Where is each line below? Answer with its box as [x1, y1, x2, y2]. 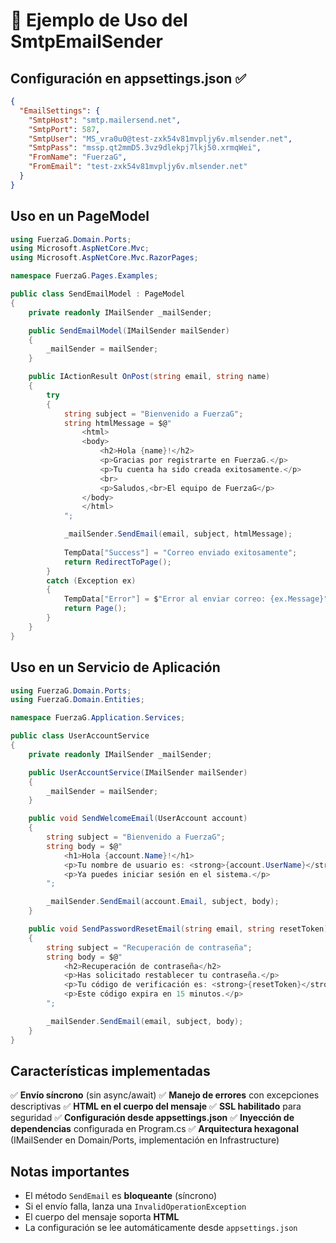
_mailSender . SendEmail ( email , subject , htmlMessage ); [63, 529, 293, 539]
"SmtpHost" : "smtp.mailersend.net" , [28, 115, 182, 125]
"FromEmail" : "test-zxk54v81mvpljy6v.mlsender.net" [28, 162, 248, 172]
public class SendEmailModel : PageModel [10, 289, 186, 299]
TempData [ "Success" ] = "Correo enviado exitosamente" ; [63, 547, 298, 558]
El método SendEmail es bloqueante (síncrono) [24, 1190, 218, 1202]
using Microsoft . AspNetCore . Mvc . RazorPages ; [10, 253, 199, 263]
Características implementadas [10, 1062, 211, 1079]
